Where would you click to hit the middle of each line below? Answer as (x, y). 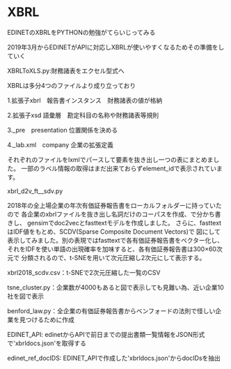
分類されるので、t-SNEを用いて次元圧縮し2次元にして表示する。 (113, 257)
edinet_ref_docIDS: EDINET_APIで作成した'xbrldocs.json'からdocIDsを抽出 (114, 358)
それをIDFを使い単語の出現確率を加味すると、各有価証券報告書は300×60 (112, 249)
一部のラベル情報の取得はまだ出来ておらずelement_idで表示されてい (119, 168)
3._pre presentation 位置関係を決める (63, 130)
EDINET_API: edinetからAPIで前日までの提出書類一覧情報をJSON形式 (106, 334)
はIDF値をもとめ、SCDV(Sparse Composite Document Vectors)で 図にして (114, 232)
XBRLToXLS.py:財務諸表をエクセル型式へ (66, 70)
